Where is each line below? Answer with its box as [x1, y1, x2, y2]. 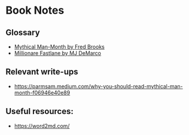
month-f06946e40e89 [14, 89, 70, 96]
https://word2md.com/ [14, 122, 70, 129]
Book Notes [5, 4, 64, 17]
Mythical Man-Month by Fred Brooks [14, 43, 105, 50]
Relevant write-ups [5, 67, 79, 77]
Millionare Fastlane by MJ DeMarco [14, 50, 101, 57]
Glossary [5, 27, 40, 38]
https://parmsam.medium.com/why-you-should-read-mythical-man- [14, 82, 183, 90]
